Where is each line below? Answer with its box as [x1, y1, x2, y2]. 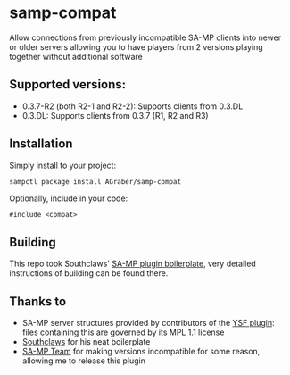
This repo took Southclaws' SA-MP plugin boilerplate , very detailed [9, 258, 256, 270]
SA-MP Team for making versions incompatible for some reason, [21, 346, 261, 357]
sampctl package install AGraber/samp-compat [9, 177, 181, 186]
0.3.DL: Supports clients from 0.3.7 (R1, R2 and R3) [21, 110, 209, 121]
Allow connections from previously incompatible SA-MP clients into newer [9, 32, 282, 43]
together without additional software [9, 51, 143, 62]
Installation [9, 137, 73, 152]
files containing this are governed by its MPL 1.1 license [21, 327, 225, 337]
